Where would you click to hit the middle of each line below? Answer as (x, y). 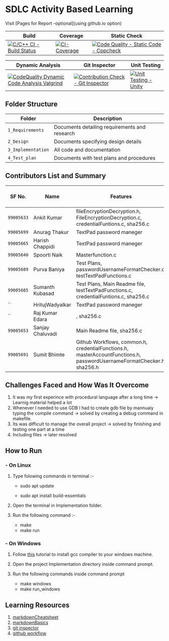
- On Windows (23, 543)
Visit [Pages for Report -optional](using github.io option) (64, 23)
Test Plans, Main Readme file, (111, 284)
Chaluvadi (45, 333)
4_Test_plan (22, 158)
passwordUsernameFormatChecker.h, (121, 361)
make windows (35, 584)
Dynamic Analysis (38, 65)
